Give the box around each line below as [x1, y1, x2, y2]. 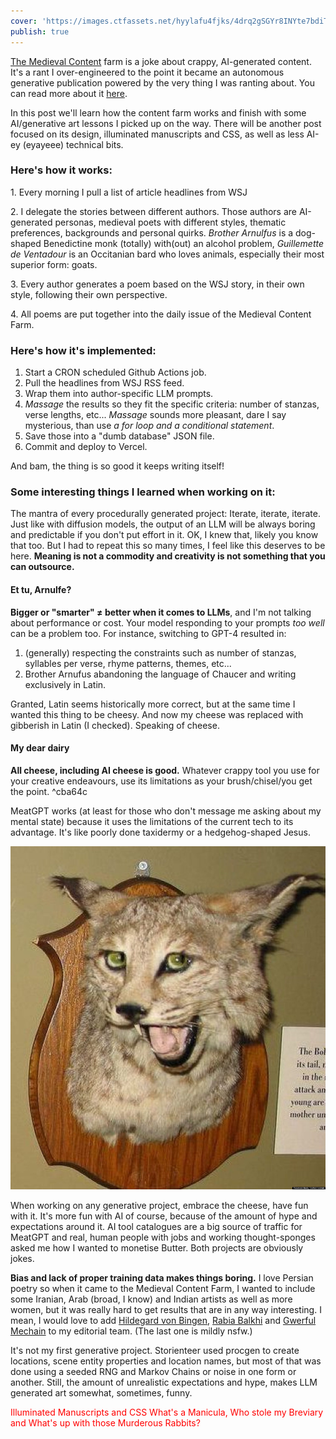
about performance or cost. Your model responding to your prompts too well [10, 616, 325, 629]
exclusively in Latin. [24, 678, 107, 690]
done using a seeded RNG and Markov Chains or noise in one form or [10, 1365, 297, 1377]
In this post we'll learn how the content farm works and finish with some [10, 106, 307, 119]
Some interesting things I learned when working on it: [10, 485, 276, 499]
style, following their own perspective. [10, 288, 168, 300]
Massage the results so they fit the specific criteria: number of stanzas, [24, 398, 320, 410]
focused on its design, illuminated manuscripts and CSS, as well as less [10, 128, 305, 140]
